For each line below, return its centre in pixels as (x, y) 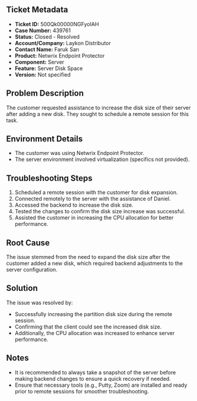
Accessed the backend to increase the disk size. (74, 205)
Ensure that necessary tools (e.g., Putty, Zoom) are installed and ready (101, 385)
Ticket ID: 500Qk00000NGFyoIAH (57, 24)
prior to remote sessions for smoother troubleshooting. (82, 391)
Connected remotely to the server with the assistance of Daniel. (93, 199)
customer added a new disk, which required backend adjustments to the (94, 263)
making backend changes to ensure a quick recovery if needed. (93, 378)
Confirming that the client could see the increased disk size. (88, 327)
